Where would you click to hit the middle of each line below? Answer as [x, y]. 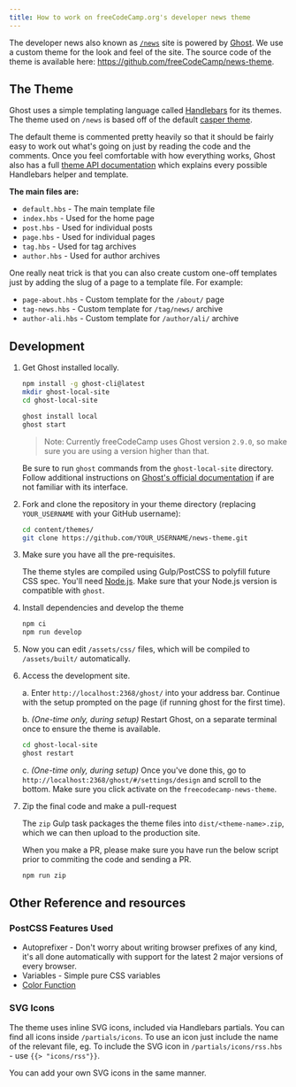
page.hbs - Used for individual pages [88, 237]
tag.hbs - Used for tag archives [79, 247]
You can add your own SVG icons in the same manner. [108, 1073]
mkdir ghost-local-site [66, 392]
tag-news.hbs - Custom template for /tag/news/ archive [122, 309]
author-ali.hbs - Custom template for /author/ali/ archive [130, 319]
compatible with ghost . [63, 590]
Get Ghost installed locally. [70, 367]
